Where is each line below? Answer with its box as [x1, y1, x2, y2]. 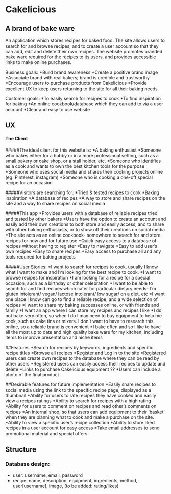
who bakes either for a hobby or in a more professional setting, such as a [5, 152, 159, 158]
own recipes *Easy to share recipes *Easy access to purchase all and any [5, 248, 161, 254]
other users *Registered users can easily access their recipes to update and [5, 360, 166, 367]
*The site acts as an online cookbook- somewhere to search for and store [5, 232, 161, 238]
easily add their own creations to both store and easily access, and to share [5, 221, 164, 227]
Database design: [5, 460, 50, 467]
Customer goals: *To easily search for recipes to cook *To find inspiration [5, 96, 161, 101]
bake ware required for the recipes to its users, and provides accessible [5, 54, 157, 60]
